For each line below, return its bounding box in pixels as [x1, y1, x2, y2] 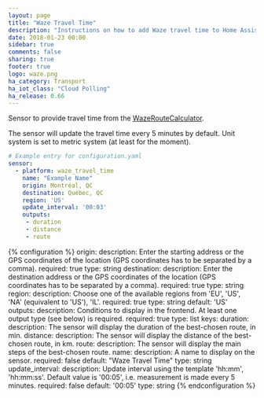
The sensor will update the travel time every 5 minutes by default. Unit [8, 129, 236, 138]
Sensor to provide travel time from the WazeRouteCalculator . [8, 113, 204, 123]
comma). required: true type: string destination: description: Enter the [8, 263, 233, 273]
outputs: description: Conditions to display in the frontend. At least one [8, 305, 237, 315]
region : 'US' [22, 196, 65, 205]
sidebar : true [8, 41, 55, 49]
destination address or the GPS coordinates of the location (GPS [8, 272, 216, 282]
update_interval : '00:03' [22, 204, 108, 212]
